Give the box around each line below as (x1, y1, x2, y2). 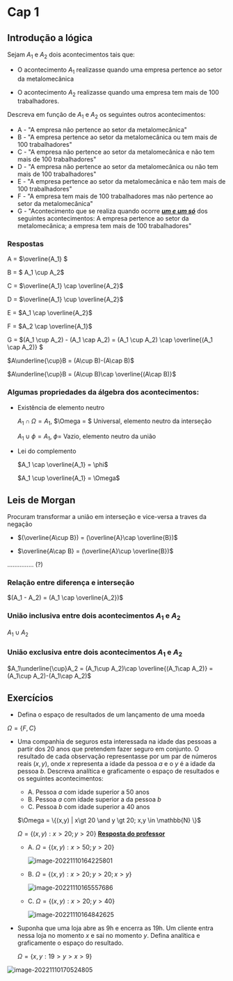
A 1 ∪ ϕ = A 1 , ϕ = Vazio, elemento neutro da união (17, 432, 156, 442)
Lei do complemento (17, 447, 77, 456)
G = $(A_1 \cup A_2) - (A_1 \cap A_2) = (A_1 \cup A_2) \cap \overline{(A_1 (7, 335, 214, 344)
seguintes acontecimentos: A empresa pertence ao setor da (17, 214, 189, 223)
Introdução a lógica (7, 32, 93, 44)
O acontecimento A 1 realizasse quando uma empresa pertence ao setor (17, 65, 223, 75)
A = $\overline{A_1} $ (7, 255, 68, 263)
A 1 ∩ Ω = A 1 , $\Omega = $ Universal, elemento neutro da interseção (17, 417, 212, 426)
